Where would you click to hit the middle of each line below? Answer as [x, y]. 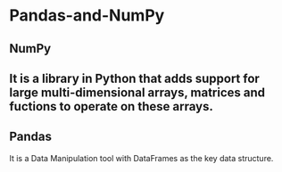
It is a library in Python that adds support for [135, 78]
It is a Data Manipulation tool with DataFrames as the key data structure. [141, 158]
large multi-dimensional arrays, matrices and [137, 92]
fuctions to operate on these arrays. [112, 106]
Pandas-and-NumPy [87, 16]
